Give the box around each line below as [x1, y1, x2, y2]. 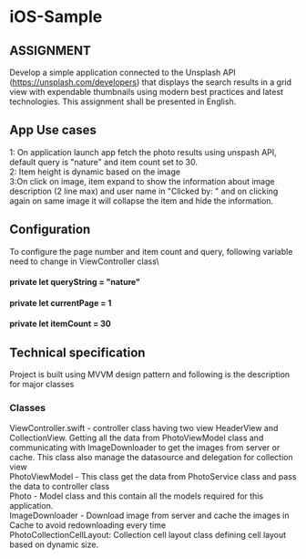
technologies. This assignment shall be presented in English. [9, 96, 237, 107]
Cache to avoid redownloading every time [9, 519, 167, 531]
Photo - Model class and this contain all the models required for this [9, 490, 264, 501]
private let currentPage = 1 [9, 297, 112, 308]
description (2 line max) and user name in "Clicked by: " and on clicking [9, 185, 279, 196]
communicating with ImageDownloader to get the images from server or [9, 441, 280, 453]
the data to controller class [9, 480, 110, 491]
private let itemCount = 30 [9, 318, 112, 330]
